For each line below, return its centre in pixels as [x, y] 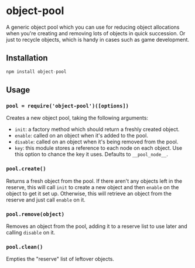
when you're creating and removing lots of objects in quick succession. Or [96, 33]
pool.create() [26, 169]
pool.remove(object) [35, 214]
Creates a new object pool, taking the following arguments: [77, 118]
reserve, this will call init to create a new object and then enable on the [93, 187]
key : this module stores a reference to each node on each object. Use [98, 148]
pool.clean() [25, 247]
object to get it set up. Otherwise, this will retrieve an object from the [89, 193]
